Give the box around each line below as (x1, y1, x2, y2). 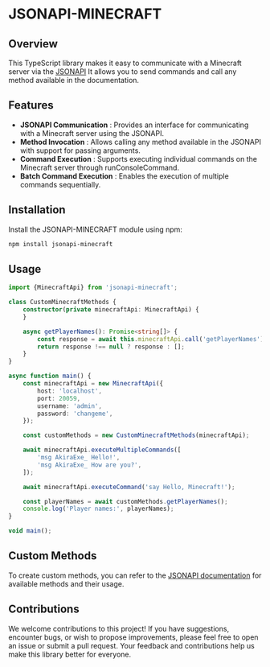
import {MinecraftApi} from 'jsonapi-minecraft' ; (8, 283, 178, 292)
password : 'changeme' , (37, 410, 113, 418)
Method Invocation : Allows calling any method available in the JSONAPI (19, 137, 261, 146)
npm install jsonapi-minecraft (8, 240, 113, 248)
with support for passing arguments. (19, 146, 141, 155)
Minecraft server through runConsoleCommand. (19, 163, 179, 172)
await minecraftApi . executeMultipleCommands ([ (22, 446, 182, 455)
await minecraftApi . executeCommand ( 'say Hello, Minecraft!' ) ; (22, 483, 235, 491)
